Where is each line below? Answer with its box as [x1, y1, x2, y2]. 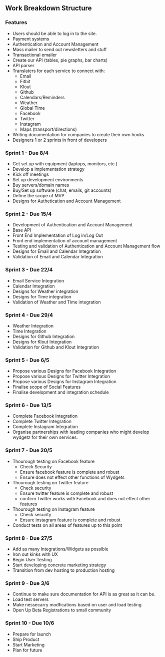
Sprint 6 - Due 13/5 [5, 402, 52, 409]
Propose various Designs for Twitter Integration [12, 373, 110, 380]
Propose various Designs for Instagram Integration [12, 379, 116, 385]
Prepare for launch [12, 631, 51, 637]
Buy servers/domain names [12, 182, 69, 188]
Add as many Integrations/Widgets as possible [12, 546, 108, 552]
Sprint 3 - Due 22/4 [5, 266, 53, 273]
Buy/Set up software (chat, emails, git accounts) [12, 187, 111, 193]
